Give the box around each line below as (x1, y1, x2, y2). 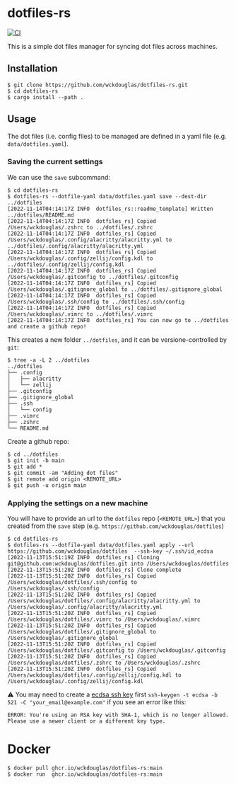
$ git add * (7, 463, 42, 470)
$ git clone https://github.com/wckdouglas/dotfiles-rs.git (7, 81, 189, 88)
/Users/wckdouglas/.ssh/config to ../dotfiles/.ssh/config (7, 298, 185, 305)
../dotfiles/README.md (7, 211, 74, 219)
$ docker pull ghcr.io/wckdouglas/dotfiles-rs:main (7, 764, 163, 772)
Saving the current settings (7, 157, 103, 167)
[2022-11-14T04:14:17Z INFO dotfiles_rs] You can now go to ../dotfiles (7, 316, 230, 323)
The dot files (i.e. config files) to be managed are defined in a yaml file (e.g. (7, 132, 228, 140)
